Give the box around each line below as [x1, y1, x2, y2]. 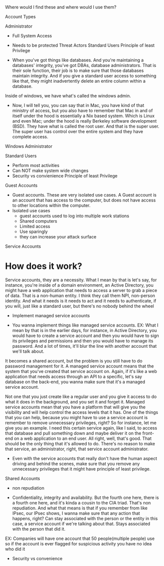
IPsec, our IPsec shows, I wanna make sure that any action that [12, 510, 140, 516]
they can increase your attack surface [19, 234, 97, 239]
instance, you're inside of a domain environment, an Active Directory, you [5, 282, 154, 288]
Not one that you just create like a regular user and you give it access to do [5, 394, 157, 400]
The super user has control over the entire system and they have [12, 129, 143, 134]
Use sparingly [19, 229, 48, 234]
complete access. [12, 134, 48, 139]
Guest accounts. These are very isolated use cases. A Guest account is [12, 192, 157, 198]
